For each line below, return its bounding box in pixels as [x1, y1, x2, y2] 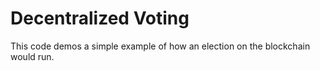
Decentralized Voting [10, 7, 190, 30]
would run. [10, 50, 55, 62]
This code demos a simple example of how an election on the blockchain [10, 40, 311, 52]
